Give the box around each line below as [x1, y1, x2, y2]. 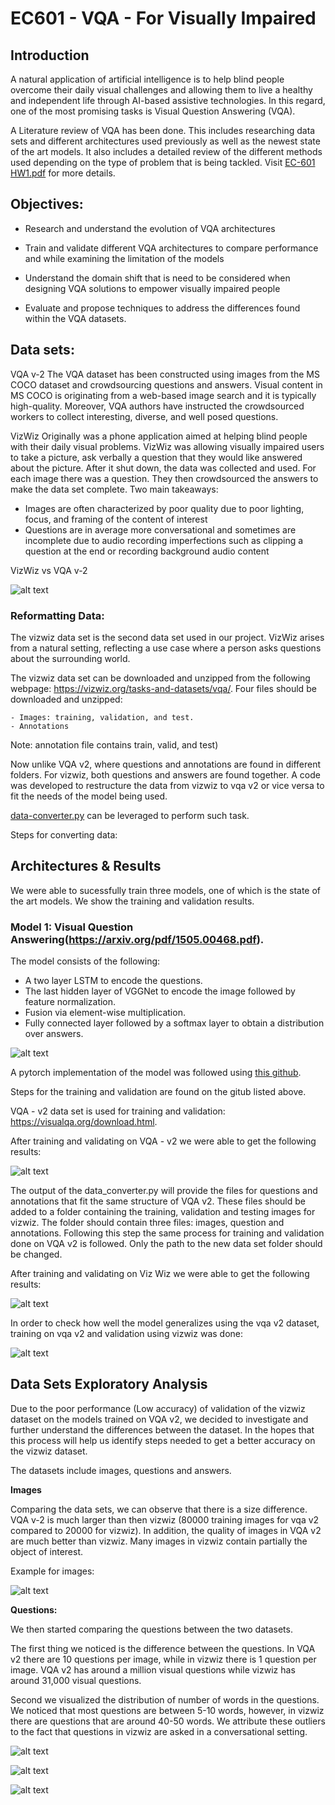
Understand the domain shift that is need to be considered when [24, 272, 291, 284]
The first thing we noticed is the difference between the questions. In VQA [10, 1642, 316, 1654]
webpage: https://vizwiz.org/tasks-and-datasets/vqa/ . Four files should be [10, 682, 317, 694]
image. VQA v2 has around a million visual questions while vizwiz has [10, 1663, 296, 1676]
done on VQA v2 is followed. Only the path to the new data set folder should [10, 1238, 323, 1250]
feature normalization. [24, 996, 117, 1008]
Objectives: [10, 196, 84, 213]
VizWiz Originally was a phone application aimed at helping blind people [10, 430, 308, 442]
